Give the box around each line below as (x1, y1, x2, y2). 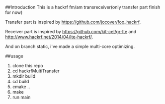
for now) (5, 9, 23, 15)
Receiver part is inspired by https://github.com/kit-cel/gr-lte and (5, 29, 137, 34)
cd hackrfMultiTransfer (12, 68, 60, 74)
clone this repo (12, 63, 43, 68)
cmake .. (12, 84, 30, 90)
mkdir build (12, 73, 36, 79)
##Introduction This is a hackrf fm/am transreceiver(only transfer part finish (5, 4, 161, 10)
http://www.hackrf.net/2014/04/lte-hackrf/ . (5, 34, 93, 40)
